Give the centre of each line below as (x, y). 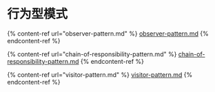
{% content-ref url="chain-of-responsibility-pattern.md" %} (92, 54)
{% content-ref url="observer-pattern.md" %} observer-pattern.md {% (108, 33)
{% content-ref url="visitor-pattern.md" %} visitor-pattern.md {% (100, 74)
